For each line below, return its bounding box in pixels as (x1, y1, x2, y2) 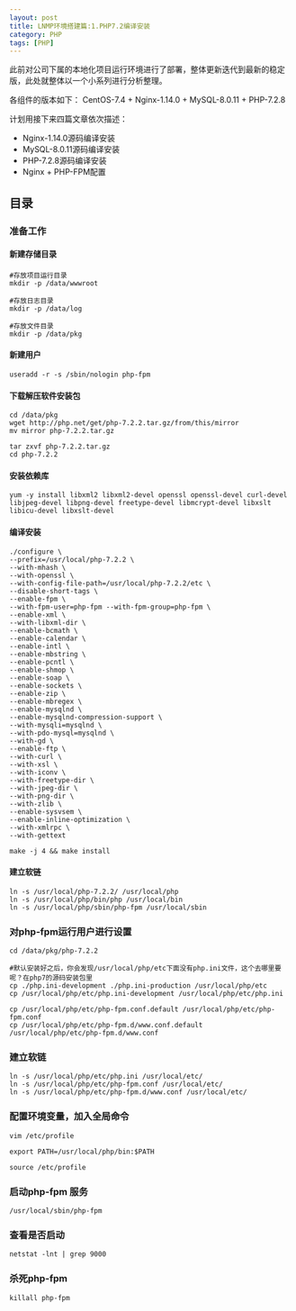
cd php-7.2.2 (9, 450, 58, 459)
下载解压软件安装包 (9, 390, 81, 401)
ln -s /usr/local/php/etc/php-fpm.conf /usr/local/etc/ (9, 1080, 223, 1089)
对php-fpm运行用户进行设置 (9, 925, 132, 937)
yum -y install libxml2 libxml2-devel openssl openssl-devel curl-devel (9, 491, 288, 500)
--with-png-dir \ (9, 791, 75, 800)
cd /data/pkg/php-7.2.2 (9, 946, 99, 955)
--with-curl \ (9, 752, 63, 761)
